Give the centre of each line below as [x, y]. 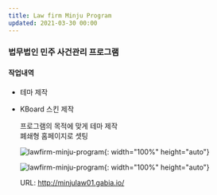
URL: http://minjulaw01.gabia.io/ [72, 182]
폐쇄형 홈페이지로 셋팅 [54, 135]
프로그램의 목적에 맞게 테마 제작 [68, 126]
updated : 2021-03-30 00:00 [53, 23]
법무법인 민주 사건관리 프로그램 [64, 53]
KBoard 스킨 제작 [46, 109]
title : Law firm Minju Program [60, 16]
